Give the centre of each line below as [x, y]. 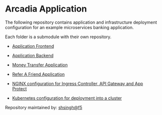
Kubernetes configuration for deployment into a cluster [67, 98]
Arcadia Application [46, 9]
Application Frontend [33, 46]
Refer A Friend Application [38, 74]
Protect [19, 88]
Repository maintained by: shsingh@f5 [44, 107]
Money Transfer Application [40, 65]
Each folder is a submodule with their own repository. [58, 37]
